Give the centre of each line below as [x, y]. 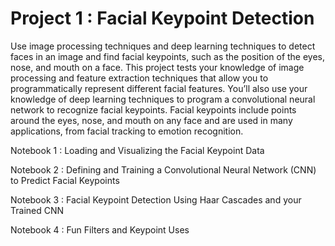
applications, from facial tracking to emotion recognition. [127, 131]
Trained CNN [37, 210]
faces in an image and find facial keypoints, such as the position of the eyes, [168, 56]
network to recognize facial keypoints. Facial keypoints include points [153, 109]
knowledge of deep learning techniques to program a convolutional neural [163, 99]
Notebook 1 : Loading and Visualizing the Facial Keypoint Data [137, 150]
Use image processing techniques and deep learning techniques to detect [163, 46]
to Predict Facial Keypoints [65, 180]
